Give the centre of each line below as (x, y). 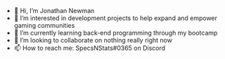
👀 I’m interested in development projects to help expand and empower (116, 18)
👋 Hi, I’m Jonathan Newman (54, 11)
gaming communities (44, 25)
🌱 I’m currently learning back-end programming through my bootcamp (116, 33)
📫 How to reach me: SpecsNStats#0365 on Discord (90, 48)
